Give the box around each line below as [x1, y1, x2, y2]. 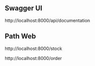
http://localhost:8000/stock [5, 45, 62, 51]
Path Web [5, 32, 36, 41]
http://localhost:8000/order [5, 55, 62, 61]
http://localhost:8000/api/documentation [5, 17, 90, 23]
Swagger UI [5, 4, 43, 13]
